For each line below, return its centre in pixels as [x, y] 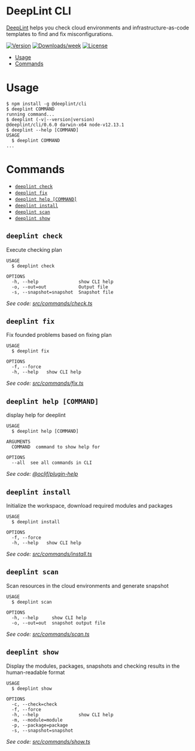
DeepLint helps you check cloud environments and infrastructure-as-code [98, 28]
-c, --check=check [35, 704]
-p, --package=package [40, 725]
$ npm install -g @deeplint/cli [46, 104]
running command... [31, 114]
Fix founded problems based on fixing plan [59, 335]
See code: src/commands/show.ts [48, 741]
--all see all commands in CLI [52, 463]
